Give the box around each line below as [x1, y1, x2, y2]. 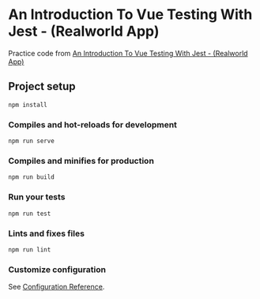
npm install [8, 100, 47, 108]
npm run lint [8, 245, 51, 254]
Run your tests [8, 191, 66, 202]
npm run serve [8, 137, 55, 146]
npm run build [8, 173, 55, 181]
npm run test [8, 210, 51, 218]
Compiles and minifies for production [8, 155, 154, 166]
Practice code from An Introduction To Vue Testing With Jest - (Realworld [8, 48, 248, 58]
